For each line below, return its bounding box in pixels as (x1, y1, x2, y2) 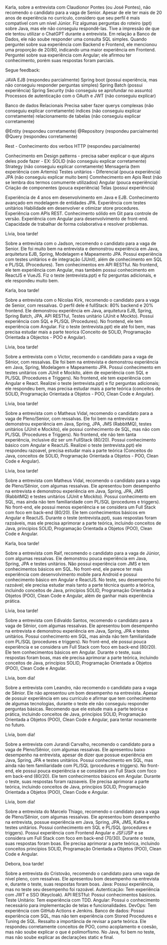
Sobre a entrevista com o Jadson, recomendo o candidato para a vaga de (5, 240, 157, 246)
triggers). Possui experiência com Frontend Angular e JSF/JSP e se (5, 830, 144, 835)
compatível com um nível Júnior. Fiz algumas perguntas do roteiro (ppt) (5, 20, 152, 26)
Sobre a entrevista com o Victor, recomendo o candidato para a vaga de (5, 354, 154, 359)
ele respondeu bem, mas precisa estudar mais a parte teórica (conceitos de (5, 385, 161, 391)
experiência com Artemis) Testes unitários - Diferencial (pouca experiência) (5, 169, 161, 175)
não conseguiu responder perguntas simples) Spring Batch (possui (5, 82, 143, 88)
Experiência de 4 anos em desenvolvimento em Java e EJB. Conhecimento (5, 195, 160, 200)
